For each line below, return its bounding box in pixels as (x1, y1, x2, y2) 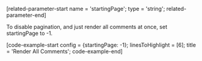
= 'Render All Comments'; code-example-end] (6, 48, 123, 55)
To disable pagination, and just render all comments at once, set (6, 24, 168, 30)
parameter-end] (6, 11, 47, 19)
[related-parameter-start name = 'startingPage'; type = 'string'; (6, 5, 165, 12)
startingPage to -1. (6, 30, 53, 37)
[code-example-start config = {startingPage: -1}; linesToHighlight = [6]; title (6, 42, 197, 48)
